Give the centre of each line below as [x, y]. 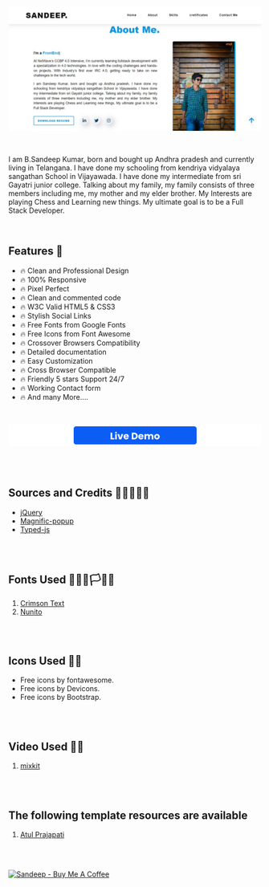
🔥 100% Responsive [53, 279]
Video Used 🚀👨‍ [46, 746]
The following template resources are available [128, 815]
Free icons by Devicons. [60, 689]
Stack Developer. [37, 210]
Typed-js [35, 529]
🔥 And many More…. [54, 397]
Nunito [31, 612]
